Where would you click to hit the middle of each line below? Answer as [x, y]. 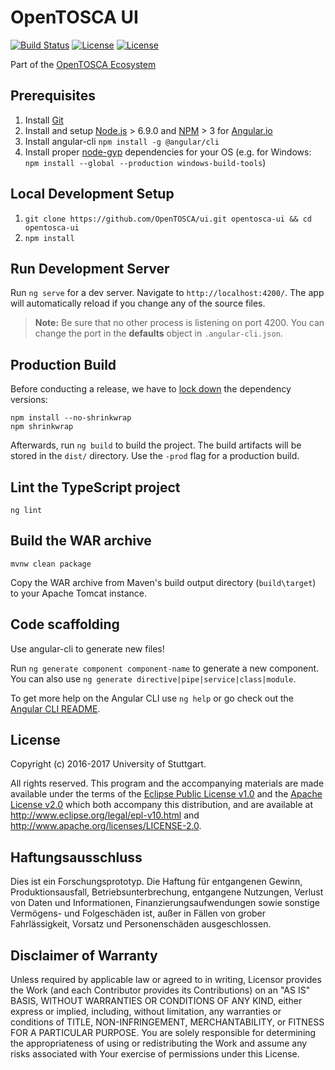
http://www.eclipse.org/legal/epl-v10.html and [105, 815]
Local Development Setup [92, 194]
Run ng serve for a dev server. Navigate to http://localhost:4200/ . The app [167, 293]
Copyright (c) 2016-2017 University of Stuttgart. [108, 764]
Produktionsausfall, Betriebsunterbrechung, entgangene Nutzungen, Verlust [167, 892]
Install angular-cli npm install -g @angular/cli [122, 141]
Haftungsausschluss [76, 857]
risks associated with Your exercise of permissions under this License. [155, 1054]
